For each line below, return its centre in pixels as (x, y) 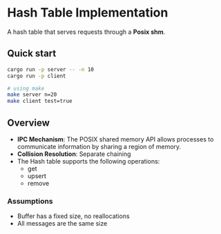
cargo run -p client (37, 76)
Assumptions (30, 201)
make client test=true (40, 101)
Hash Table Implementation (88, 13)
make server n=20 (32, 95)
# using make (26, 88)
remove (38, 183)
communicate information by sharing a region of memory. (99, 146)
